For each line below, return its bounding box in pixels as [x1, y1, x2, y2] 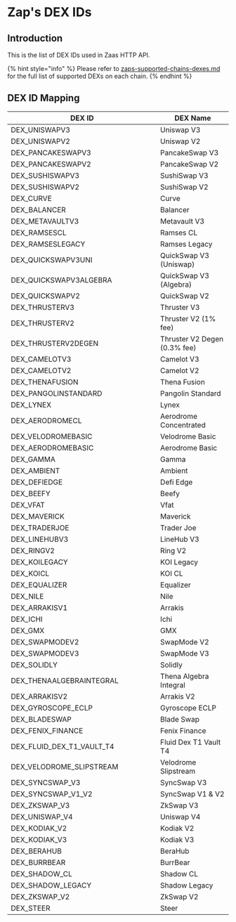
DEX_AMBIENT [11, 465, 60, 475]
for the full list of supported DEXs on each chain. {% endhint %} [7, 72, 192, 80]
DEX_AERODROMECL [11, 415, 82, 425]
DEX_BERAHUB [11, 846, 62, 856]
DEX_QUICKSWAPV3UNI [11, 254, 93, 264]
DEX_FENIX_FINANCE [11, 725, 84, 735]
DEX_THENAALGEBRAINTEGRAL [11, 675, 119, 685]
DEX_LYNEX [11, 400, 51, 410]
